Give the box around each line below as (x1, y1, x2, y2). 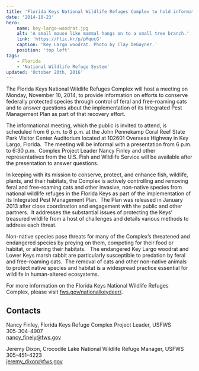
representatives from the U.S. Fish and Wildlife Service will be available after (6, 153, 192, 160)
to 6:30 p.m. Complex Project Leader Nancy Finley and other (6, 147, 156, 154)
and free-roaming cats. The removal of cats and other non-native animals (6, 258, 187, 265)
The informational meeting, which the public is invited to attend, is (6, 122, 167, 129)
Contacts (6, 305, 41, 315)
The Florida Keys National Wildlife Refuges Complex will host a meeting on (6, 85, 188, 92)
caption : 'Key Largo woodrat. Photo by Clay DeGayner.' (17, 42, 158, 48)
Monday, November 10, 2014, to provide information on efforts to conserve (6, 92, 188, 99)
